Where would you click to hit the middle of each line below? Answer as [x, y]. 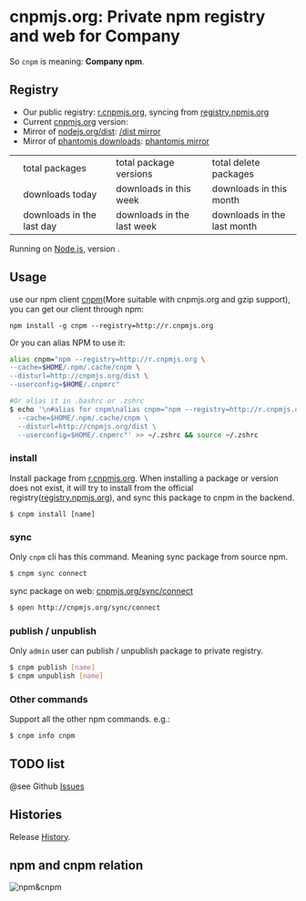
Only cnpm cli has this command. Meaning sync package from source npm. [149, 557]
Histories [36, 815]
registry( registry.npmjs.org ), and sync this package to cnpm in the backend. [152, 497]
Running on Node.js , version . [65, 249]
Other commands [49, 699]
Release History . [40, 836]
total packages [55, 168]
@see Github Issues [47, 786]
